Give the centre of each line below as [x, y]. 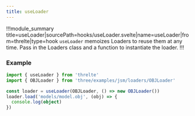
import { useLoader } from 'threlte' [53, 75]
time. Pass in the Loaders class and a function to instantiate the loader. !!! [95, 47]
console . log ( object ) [37, 102]
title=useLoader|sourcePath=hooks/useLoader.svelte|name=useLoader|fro [97, 35]
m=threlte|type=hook [32, 41]
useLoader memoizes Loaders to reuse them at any [121, 41]
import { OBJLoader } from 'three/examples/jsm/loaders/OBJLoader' [91, 80]
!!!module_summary [30, 28]
